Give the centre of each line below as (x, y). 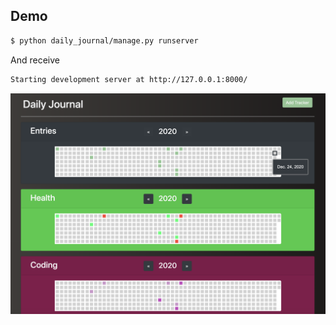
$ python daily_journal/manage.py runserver (104, 40)
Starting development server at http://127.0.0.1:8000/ (129, 79)
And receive (35, 60)
